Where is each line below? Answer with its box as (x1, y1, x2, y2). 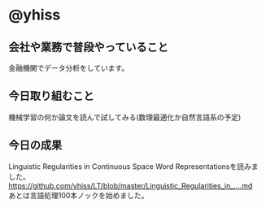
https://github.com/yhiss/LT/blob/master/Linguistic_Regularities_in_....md (8, 180, 253, 190)
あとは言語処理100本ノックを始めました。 (8, 190, 149, 200)
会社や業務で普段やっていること (8, 40, 168, 54)
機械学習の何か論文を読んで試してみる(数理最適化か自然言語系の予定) (8, 112, 242, 122)
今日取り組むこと (8, 89, 94, 103)
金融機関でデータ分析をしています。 (8, 63, 129, 72)
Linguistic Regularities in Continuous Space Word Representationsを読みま (8, 161, 259, 171)
